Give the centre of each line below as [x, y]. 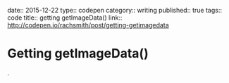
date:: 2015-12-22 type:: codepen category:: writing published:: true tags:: [114, 10]
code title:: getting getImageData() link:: [65, 18]
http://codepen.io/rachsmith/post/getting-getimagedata [88, 25]
